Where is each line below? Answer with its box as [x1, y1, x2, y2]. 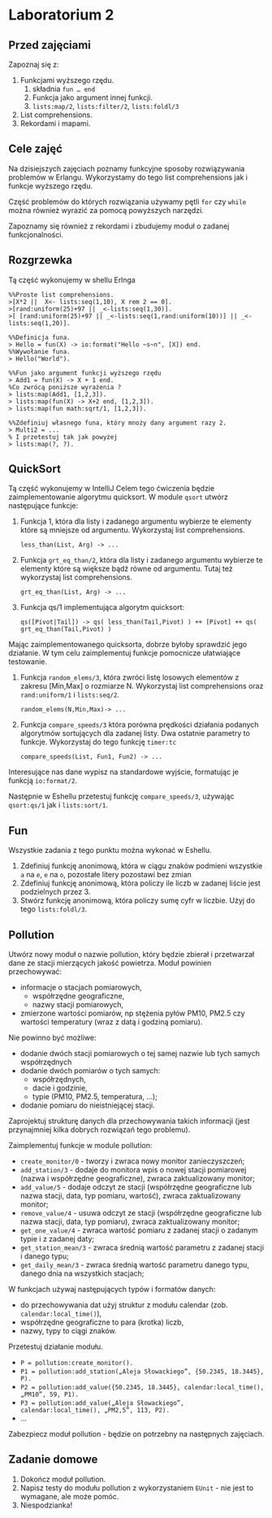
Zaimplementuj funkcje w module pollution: [8, 1141, 153, 1150]
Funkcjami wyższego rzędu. [19, 76, 114, 85]
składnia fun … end [32, 84, 96, 94]
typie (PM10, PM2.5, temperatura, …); [32, 1092, 158, 1102]
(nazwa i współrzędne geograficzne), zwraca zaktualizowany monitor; [19, 1173, 256, 1184]
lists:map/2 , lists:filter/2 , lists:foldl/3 [32, 102, 179, 111]
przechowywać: [8, 967, 63, 976]
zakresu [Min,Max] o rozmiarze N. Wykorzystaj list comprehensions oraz [19, 681, 264, 691]
